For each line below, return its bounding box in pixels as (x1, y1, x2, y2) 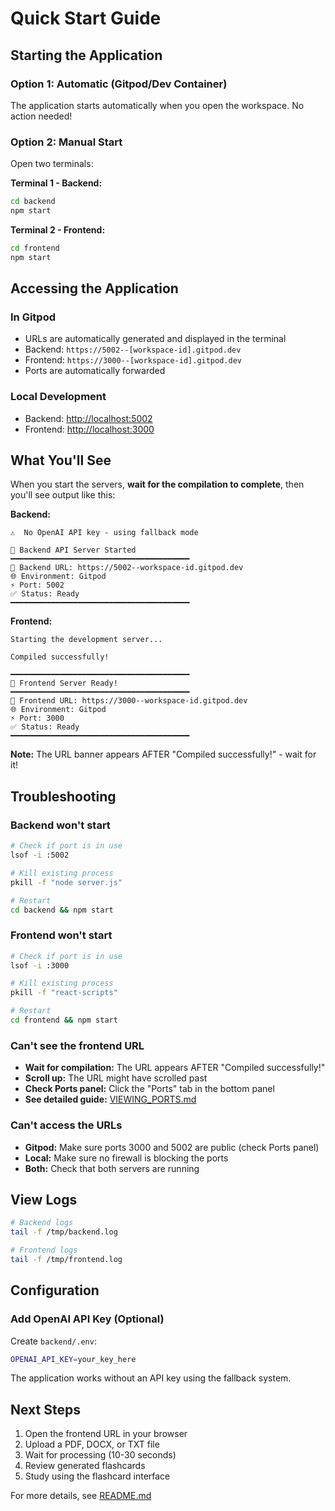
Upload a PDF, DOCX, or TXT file (24, 1438, 160, 1451)
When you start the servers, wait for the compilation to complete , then (10, 478, 305, 491)
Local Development (10, 390, 107, 404)
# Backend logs (10, 1218, 74, 1228)
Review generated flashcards (24, 1460, 146, 1472)
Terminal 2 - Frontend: (10, 223, 106, 236)
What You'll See (10, 452, 112, 469)
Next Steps (10, 1401, 81, 1418)
